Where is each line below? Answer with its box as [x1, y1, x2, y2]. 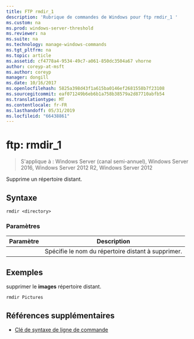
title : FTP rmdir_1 [6, 8, 54, 15]
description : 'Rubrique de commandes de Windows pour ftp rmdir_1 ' [6, 14, 178, 20]
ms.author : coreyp [6, 69, 51, 75]
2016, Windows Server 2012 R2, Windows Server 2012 [20, 164, 153, 171]
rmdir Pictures [6, 295, 44, 301]
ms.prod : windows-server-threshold [6, 25, 94, 31]
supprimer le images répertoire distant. [6, 283, 101, 290]
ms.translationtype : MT [6, 96, 65, 102]
